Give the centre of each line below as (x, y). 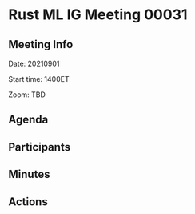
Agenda (28, 120)
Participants (39, 147)
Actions (28, 202)
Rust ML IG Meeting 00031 (98, 15)
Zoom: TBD (27, 95)
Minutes (29, 174)
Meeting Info (41, 44)
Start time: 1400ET (39, 79)
